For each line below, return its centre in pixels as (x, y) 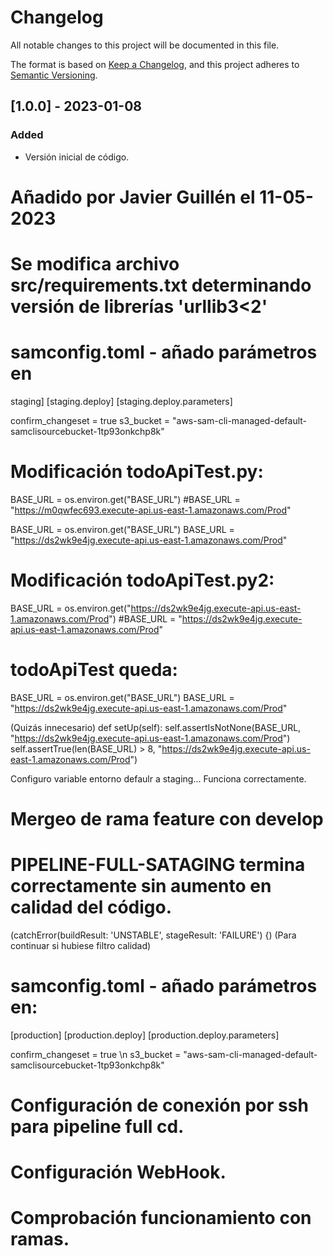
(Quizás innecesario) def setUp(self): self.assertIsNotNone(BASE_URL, (156, 727)
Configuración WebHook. (118, 1172)
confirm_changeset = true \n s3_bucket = (96, 1054)
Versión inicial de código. (77, 157)
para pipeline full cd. (97, 1127)
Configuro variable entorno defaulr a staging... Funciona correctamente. (158, 778)
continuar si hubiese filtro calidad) (81, 945)
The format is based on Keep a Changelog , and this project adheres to (155, 64)
